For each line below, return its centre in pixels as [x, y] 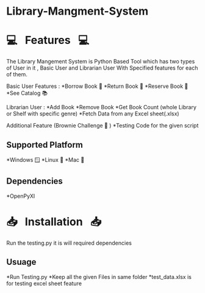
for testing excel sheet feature [44, 283]
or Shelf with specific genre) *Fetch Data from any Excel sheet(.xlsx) [93, 114]
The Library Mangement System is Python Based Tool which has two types [101, 62]
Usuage [21, 262]
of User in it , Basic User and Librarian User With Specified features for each [102, 68]
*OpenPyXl [21, 196]
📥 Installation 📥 [54, 222]
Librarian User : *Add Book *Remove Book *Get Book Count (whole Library [102, 107]
